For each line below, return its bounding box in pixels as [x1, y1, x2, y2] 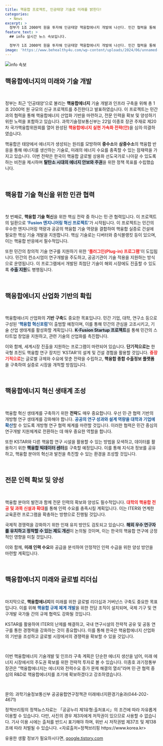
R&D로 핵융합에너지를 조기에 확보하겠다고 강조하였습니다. [14, 671, 123, 677]
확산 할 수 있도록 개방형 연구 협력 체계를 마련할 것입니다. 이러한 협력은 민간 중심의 [5, 422, 158, 428]
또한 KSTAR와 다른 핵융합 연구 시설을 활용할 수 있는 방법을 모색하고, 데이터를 [5, 438, 150, 444]
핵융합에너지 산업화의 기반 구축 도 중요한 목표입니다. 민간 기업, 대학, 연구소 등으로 [5, 315, 158, 321]
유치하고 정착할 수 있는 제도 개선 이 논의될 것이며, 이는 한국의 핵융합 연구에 [10, 528, 149, 533]
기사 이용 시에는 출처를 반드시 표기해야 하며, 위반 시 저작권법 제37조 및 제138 [11, 719, 157, 725]
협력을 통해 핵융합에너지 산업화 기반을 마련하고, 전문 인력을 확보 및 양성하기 [14, 112, 157, 118]
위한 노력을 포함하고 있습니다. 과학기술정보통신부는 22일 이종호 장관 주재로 [5, 119, 147, 125]
